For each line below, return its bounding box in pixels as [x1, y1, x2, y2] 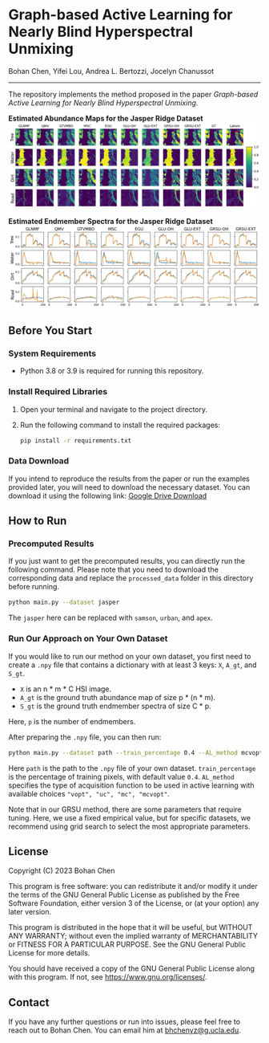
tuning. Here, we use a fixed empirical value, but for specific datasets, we [8, 813, 251, 822]
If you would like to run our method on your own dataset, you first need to [8, 651, 251, 661]
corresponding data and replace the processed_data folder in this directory [8, 573, 254, 583]
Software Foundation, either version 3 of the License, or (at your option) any [8, 898, 259, 908]
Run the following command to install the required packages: [19, 420, 220, 430]
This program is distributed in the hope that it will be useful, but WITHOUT [8, 923, 253, 932]
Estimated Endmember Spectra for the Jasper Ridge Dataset [8, 217, 214, 226]
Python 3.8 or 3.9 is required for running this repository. [19, 366, 204, 376]
